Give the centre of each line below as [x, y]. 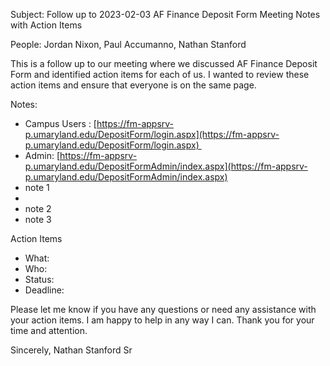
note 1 [37, 187]
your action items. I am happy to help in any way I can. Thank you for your [162, 320]
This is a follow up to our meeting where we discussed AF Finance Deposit [164, 63]
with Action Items [46, 25]
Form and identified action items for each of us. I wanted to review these [160, 74]
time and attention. [49, 330]
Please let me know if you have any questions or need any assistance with [163, 309]
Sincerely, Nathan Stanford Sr [71, 350]
